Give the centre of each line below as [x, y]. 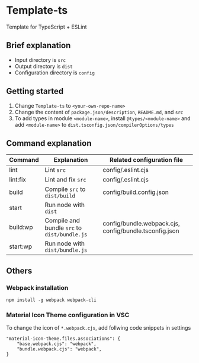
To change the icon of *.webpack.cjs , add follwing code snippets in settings [99, 328]
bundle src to [63, 228]
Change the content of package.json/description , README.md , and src [99, 112]
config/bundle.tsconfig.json [141, 231]
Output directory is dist [44, 66]
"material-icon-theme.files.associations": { [63, 339]
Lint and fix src [66, 180]
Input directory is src [40, 60]
